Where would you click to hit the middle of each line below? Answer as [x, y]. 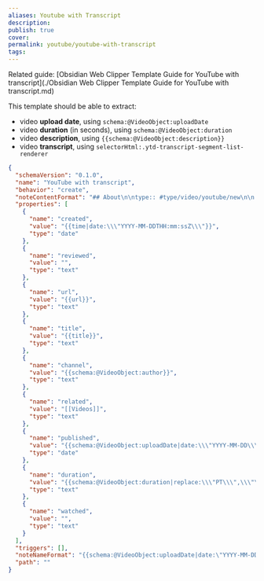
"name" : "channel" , [60, 365]
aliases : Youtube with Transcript [65, 15]
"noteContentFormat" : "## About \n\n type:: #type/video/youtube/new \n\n [135, 197]
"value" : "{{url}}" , [62, 300]
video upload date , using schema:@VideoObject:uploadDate [114, 121]
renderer [34, 154]
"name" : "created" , [60, 219]
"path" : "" [33, 563]
